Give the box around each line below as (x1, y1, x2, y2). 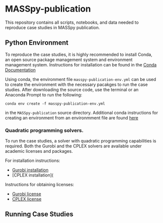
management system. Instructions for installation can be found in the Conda (5, 62, 157, 67)
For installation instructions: (5, 158, 61, 163)
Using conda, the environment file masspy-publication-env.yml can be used (5, 76, 156, 82)
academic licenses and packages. (5, 148, 73, 154)
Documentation (5, 67, 36, 73)
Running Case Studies (5, 210, 74, 219)
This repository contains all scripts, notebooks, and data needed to (5, 19, 139, 25)
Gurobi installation (12, 167, 49, 173)
